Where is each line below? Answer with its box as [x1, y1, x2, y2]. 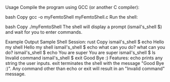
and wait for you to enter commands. [5, 29, 83, 35]
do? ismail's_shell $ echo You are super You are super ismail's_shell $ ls [5, 50, 156, 55]
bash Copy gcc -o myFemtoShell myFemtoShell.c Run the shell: [5, 14, 138, 20]
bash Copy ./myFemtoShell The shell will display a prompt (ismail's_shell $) [5, 24, 162, 30]
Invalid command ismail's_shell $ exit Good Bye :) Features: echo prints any [5, 55, 163, 61]
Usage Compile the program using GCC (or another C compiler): [5, 5, 140, 10]
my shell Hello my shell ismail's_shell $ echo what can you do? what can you [5, 44, 165, 50]
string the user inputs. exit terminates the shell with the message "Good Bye [5, 60, 164, 66]
